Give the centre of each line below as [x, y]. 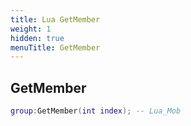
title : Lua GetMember [55, 19]
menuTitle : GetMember [55, 47]
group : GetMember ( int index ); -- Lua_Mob [96, 111]
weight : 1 [31, 29]
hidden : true [37, 38]
